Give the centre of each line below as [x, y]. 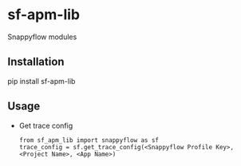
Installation [36, 62]
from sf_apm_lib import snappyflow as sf [89, 140]
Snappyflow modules [42, 37]
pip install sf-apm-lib [41, 81]
